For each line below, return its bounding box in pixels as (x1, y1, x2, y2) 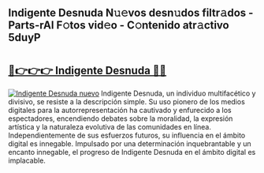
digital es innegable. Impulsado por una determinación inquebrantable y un (8, 139, 252, 149)
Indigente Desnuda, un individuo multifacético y (101, 88, 256, 98)
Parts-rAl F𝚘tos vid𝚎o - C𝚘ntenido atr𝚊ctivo (8, 19, 230, 32)
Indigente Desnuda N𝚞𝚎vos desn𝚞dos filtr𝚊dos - (8, 6, 254, 20)
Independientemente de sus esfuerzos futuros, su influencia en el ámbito (8, 130, 246, 140)
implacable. (8, 156, 46, 165)
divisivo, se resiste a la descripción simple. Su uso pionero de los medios (8, 97, 246, 106)
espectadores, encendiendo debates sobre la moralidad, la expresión (8, 114, 233, 123)
